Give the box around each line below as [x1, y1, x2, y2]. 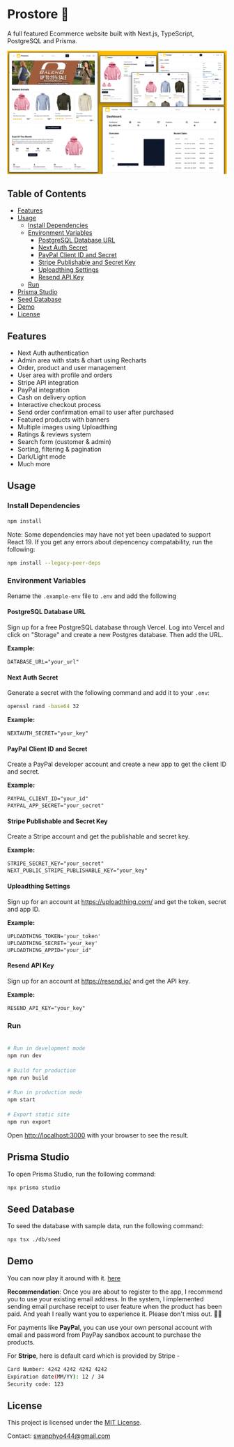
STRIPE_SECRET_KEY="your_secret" [7, 860, 104, 867]
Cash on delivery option [17, 393, 86, 401]
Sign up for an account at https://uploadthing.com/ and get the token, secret [7, 897, 226, 905]
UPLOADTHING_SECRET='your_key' [7, 940, 98, 947]
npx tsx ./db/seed [7, 1237, 61, 1243]
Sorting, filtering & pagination [17, 445, 102, 454]
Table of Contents [7, 187, 87, 199]
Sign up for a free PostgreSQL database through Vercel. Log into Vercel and [7, 623, 225, 631]
